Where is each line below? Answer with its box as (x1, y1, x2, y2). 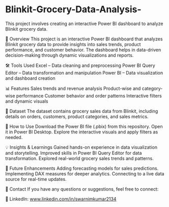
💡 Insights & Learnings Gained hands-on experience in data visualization (5, 144, 158, 150)
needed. (5, 134, 23, 140)
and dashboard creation (5, 75, 56, 81)
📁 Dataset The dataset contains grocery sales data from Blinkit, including (5, 108, 158, 114)
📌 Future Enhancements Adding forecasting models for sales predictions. (5, 165, 159, 171)
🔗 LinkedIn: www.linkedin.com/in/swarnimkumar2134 (5, 196, 117, 202)
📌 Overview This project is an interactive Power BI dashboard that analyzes (5, 36, 163, 42)
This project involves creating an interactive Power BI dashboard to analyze (5, 20, 164, 27)
